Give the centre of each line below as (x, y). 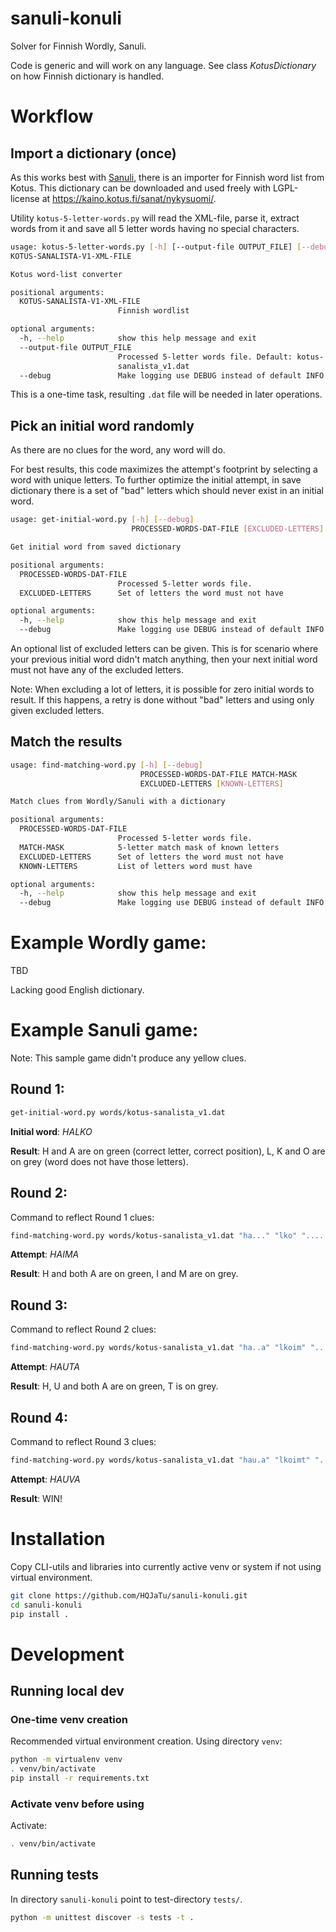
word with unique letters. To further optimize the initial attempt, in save (156, 480)
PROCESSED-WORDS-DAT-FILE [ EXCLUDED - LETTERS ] (228, 529)
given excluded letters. (57, 710)
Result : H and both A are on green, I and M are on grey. (124, 1274)
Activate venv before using (77, 1804)
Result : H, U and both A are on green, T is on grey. (114, 1386)
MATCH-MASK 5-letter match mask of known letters (149, 847)
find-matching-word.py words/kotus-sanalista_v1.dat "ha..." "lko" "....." (171, 1235)
